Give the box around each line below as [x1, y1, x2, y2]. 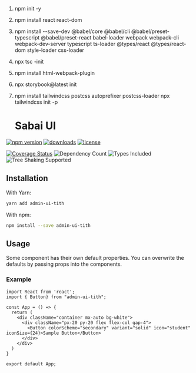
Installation [6, 173, 48, 183]
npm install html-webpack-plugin [14, 70, 95, 76]
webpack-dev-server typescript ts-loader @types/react [14, 41, 150, 47]
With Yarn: [6, 189, 32, 196]
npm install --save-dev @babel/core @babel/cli [14, 28, 131, 35]
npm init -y [14, 5, 41, 12]
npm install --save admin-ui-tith [6, 222, 91, 229]
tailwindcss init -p [14, 98, 58, 105]
